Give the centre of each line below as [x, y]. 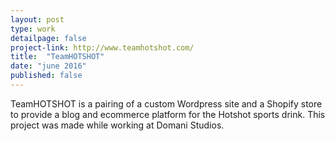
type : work [33, 29]
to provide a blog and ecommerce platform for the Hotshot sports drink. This [168, 114]
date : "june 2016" [48, 66]
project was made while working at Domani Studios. [117, 125]
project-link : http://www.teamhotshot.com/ [102, 47]
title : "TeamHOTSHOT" [57, 57]
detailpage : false [48, 38]
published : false [46, 76]
